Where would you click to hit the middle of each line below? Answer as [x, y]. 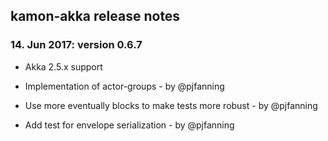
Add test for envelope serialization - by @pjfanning [129, 125]
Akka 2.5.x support [63, 66]
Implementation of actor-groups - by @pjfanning [124, 86]
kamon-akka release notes [95, 16]
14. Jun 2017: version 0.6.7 [76, 45]
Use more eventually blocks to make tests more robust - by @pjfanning [171, 105]
